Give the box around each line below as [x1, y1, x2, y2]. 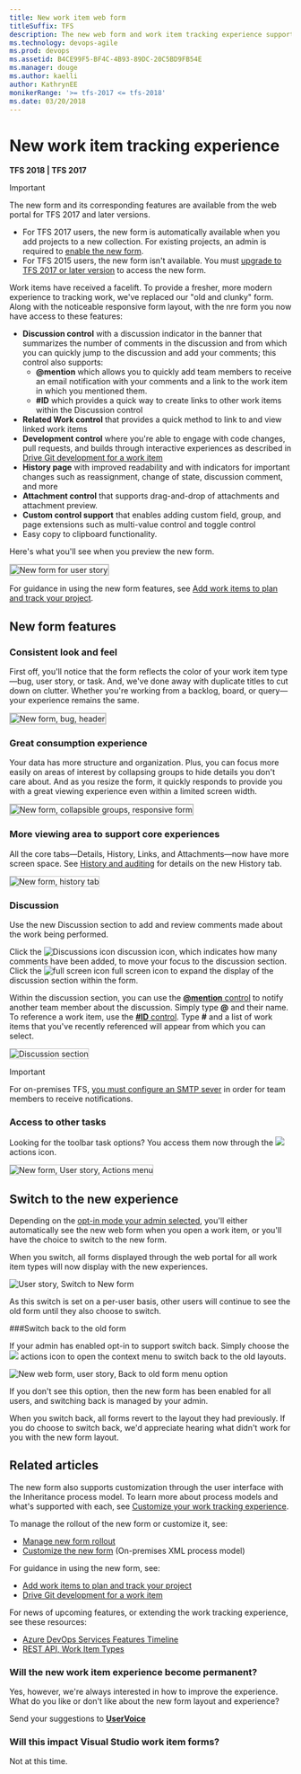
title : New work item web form [9, 13, 126, 22]
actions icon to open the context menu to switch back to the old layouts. [20, 1351, 287, 1362]
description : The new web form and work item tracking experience [9, 30, 262, 39]
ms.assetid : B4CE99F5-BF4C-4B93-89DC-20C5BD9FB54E [9, 55, 202, 64]
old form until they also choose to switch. [9, 1306, 161, 1316]
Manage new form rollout [21, 1535, 116, 1546]
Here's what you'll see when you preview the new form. [9, 546, 215, 557]
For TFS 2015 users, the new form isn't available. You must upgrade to [21, 255, 282, 266]
